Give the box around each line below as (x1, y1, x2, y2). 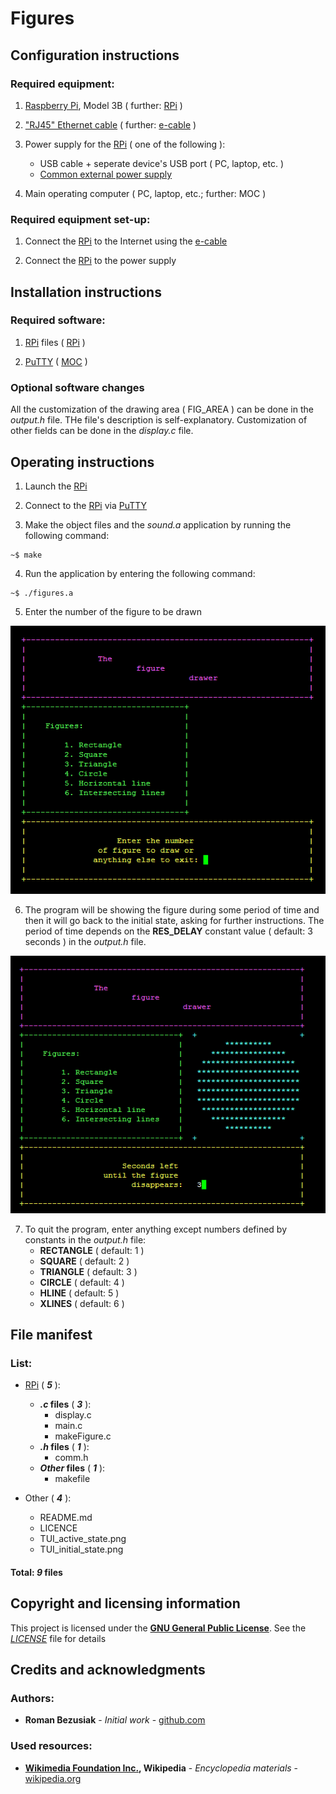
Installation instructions (10, 283, 162, 301)
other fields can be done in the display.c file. (10, 425, 194, 437)
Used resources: (10, 1739, 93, 1753)
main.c (54, 1420, 83, 1432)
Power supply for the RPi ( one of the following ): (24, 138, 226, 150)
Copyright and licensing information (10, 1595, 241, 1612)
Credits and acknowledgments (10, 1662, 206, 1679)
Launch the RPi (24, 480, 88, 492)
